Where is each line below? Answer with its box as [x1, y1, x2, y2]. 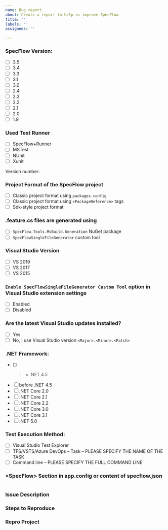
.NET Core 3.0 [19, 406, 49, 412]
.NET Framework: [5, 350, 49, 357]
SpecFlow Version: [5, 48, 53, 55]
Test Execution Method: [5, 431, 65, 438]
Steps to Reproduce [5, 505, 55, 512]
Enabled [12, 301, 30, 307]
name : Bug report [5, 7, 42, 13]
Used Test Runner [5, 129, 51, 137]
